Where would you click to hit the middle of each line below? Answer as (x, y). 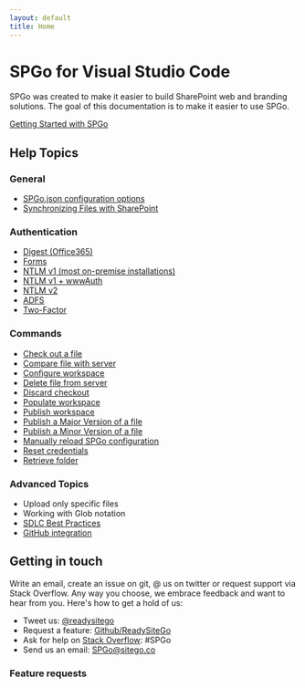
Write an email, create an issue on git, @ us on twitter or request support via (153, 583)
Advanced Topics (49, 484)
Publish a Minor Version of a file (83, 431)
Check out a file (53, 353)
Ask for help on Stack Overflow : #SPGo (97, 640)
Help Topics (44, 153)
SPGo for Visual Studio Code (120, 72)
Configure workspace (63, 373)
